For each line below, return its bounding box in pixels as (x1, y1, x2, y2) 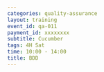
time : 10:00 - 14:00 (7, 49, 67, 56)
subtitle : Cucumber (7, 36, 64, 43)
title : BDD (7, 55, 39, 62)
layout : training (7, 16, 58, 23)
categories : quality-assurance (7, 10, 98, 17)
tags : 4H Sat (7, 42, 45, 49)
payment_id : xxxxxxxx (7, 29, 70, 36)
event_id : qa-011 (7, 23, 58, 29)
